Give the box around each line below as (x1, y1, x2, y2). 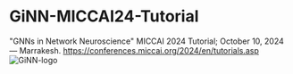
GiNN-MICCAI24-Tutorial (9, 6, 199, 27)
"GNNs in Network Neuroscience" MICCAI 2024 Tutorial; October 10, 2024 (9, 36, 284, 46)
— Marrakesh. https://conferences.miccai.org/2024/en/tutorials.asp (9, 45, 259, 55)
